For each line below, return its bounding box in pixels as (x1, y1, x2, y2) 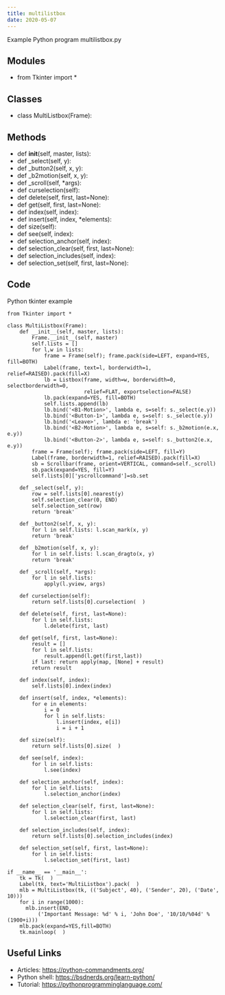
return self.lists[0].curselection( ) (32, 598, 146, 605)
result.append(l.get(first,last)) (43, 653, 143, 659)
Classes (7, 93, 43, 105)
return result (32, 664, 72, 671)
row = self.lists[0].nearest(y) (32, 490, 125, 497)
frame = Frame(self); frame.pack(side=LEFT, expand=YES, (43, 352, 211, 359)
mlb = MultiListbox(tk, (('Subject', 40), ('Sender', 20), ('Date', (19, 887, 220, 893)
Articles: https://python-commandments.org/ (16, 965, 144, 974)
